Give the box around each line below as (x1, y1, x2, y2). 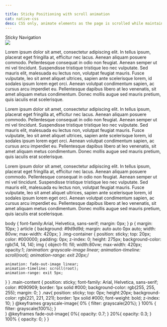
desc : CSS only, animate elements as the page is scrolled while (5, 21, 143, 26)
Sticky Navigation (5, 34, 41, 40)
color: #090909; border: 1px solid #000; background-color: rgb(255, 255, (5, 284, 156, 291)
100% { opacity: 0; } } (5, 316, 49, 322)
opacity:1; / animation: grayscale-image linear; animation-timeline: (5, 247, 141, 253)
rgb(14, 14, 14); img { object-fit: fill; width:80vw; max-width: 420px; (5, 242, 143, 247)
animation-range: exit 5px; (5, 270, 64, 276)
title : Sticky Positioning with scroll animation (5, 11, 110, 16)
